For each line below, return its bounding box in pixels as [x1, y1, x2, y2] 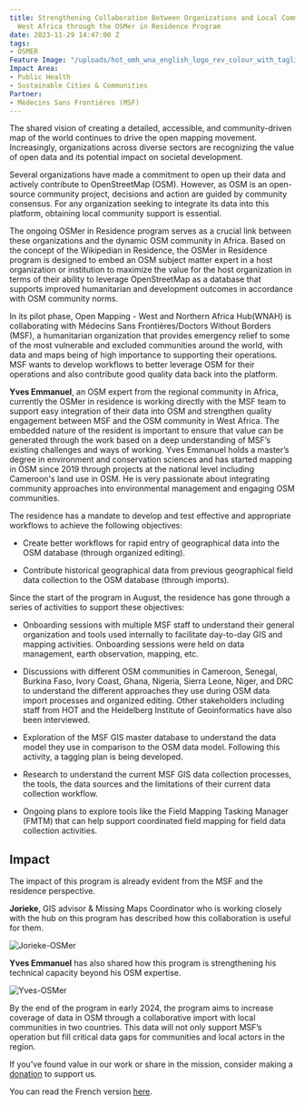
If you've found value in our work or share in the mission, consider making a [9, 1059, 293, 1070]
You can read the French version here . [9, 1086, 152, 1097]
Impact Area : [9, 65, 59, 74]
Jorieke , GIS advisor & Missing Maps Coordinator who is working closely [9, 903, 282, 914]
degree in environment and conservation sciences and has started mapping [9, 454, 293, 465]
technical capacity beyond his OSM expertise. [9, 968, 182, 979]
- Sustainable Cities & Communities [9, 81, 148, 90]
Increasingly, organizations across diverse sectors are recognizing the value [9, 142, 295, 153]
